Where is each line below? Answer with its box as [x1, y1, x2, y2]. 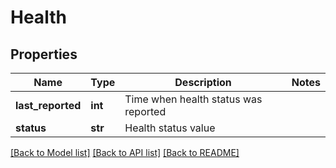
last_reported [15, 99, 82, 112]
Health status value [124, 121, 216, 135]
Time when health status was [124, 92, 263, 106]
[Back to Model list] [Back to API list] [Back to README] [10, 147, 240, 158]
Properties [10, 46, 78, 63]
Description [174, 76, 232, 89]
